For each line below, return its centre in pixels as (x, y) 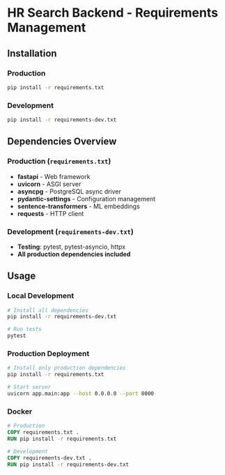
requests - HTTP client (51, 213)
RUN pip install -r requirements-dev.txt (68, 465)
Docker (20, 411)
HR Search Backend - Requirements (113, 13)
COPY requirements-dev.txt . (49, 458)
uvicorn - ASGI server (49, 184)
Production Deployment (48, 354)
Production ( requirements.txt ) (59, 162)
